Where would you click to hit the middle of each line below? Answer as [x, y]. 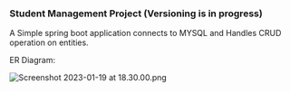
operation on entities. [49, 42]
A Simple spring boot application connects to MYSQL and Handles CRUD [145, 33]
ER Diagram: [33, 60]
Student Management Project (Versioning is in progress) [136, 14]
